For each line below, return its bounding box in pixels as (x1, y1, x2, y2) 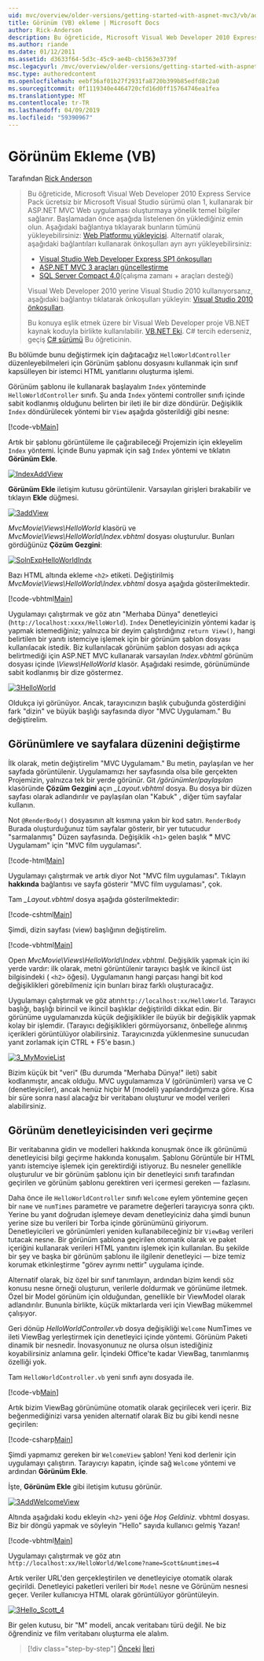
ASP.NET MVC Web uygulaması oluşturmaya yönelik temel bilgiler (27, 205, 241, 214)
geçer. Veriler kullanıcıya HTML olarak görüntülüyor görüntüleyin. (8, 1590, 219, 1600)
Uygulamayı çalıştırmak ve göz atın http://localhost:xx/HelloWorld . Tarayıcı (8, 995, 256, 1005)
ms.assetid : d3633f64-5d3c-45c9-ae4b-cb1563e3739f (8, 56, 178, 64)
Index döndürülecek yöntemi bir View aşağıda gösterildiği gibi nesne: (8, 406, 229, 416)
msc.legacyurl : (8, 63, 58, 71)
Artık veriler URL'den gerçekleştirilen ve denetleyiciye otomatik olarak (8, 1573, 233, 1583)
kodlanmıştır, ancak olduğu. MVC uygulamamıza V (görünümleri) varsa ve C (8, 1076, 253, 1085)
